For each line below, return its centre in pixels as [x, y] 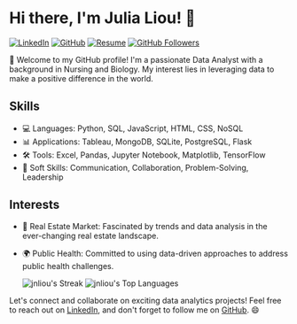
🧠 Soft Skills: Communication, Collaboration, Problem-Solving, [135, 167]
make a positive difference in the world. [81, 78]
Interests [35, 205]
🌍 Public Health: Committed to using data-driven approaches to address [155, 253]
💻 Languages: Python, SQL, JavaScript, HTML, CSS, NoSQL [133, 128]
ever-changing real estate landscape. [90, 235]
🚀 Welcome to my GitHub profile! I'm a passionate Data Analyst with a [136, 59]
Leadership [43, 177]
